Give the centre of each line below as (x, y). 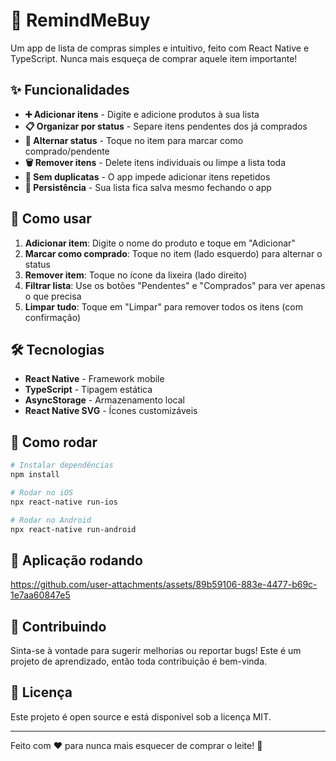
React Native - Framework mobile (94, 379)
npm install (35, 475)
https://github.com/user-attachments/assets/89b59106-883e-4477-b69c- (164, 585)
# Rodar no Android (51, 520)
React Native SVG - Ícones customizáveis (111, 411)
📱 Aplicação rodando (76, 560)
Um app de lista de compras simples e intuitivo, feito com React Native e (160, 48)
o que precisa (53, 296)
